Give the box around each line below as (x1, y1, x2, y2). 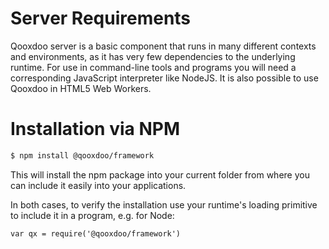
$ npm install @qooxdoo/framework (10, 150, 155, 161)
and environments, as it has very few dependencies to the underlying (10, 50, 296, 62)
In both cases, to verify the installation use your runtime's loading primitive (10, 198, 318, 211)
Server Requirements (10, 7, 192, 30)
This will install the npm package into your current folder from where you (10, 168, 310, 181)
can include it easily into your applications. (10, 179, 187, 191)
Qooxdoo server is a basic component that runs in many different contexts (10, 40, 317, 52)
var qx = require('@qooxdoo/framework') (10, 228, 182, 239)
